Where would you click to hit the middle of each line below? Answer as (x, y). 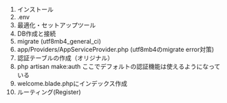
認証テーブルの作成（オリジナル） (65, 58)
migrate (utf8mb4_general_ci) (59, 41)
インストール (35, 9)
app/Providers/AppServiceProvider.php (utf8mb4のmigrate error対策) (116, 49)
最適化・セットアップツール (56, 25)
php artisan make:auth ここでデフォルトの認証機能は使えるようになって (119, 67)
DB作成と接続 (36, 33)
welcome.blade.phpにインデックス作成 (72, 84)
